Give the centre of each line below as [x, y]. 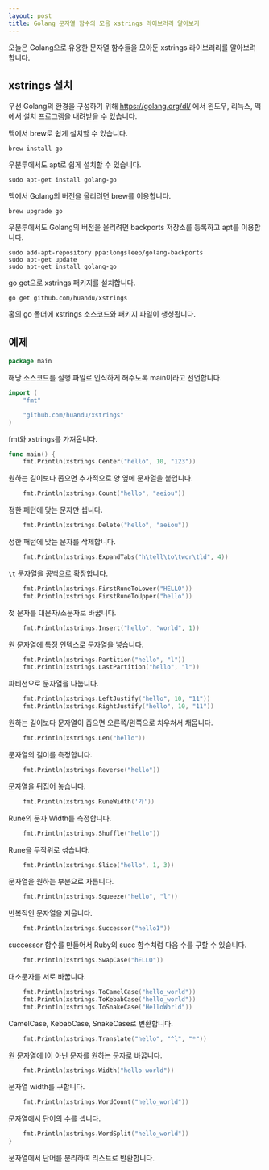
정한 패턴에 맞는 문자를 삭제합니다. [62, 541]
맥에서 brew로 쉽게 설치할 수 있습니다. [68, 133]
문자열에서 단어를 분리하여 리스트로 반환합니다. [82, 1158]
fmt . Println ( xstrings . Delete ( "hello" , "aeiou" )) [106, 526]
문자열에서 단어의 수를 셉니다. [55, 1118]
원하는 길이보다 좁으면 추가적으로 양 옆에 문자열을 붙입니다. [101, 478]
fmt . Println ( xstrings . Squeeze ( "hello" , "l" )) [101, 897]
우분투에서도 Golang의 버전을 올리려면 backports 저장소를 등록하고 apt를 [124, 228]
